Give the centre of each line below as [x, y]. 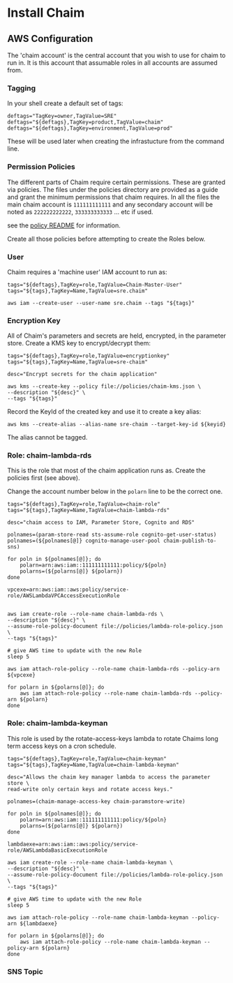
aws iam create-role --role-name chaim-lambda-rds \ [85, 614]
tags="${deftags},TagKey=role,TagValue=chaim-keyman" [87, 758]
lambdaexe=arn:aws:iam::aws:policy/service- [73, 844]
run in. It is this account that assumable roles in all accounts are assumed [112, 63]
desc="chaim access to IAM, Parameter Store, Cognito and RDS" [101, 523]
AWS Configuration [50, 39]
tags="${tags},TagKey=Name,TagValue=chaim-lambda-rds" [89, 511]
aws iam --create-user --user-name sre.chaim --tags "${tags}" [101, 303]
